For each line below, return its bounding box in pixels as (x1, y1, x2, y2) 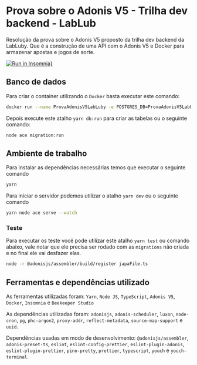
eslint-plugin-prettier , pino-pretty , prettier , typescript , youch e (6, 347, 169, 354)
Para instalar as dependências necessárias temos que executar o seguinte (6, 164, 186, 171)
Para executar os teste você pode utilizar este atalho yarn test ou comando (6, 237, 190, 245)
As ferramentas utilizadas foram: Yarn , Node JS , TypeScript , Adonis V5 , (6, 293, 175, 300)
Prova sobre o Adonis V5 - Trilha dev (6, 4, 188, 18)
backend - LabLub (6, 16, 97, 30)
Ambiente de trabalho (6, 148, 87, 158)
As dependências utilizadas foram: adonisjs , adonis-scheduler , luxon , (6, 310, 175, 318)
